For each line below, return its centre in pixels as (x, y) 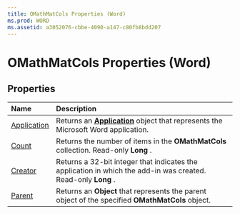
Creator (24, 170)
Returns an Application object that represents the (139, 121)
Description (76, 109)
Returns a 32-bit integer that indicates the (127, 162)
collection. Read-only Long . (104, 151)
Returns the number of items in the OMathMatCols (141, 141)
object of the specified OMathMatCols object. (133, 200)
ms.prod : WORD (29, 21)
